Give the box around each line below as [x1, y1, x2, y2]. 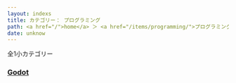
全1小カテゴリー [7, 50, 53, 58]
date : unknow [7, 29, 46, 37]
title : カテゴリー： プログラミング [7, 17, 100, 24]
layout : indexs [7, 10, 52, 17]
